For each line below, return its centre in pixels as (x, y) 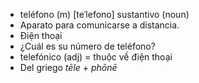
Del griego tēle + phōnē (68, 67)
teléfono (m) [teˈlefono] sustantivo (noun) (104, 14)
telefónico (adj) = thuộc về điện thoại (96, 57)
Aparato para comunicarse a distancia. (99, 25)
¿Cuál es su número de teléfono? (87, 46)
